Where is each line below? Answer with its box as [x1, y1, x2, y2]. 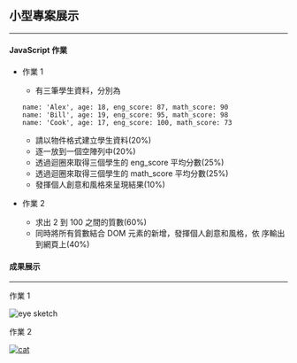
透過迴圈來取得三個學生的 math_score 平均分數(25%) [34, 168, 229, 179]
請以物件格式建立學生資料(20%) [34, 135, 152, 146]
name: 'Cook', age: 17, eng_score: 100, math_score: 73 [21, 119, 232, 127]
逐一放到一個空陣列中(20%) [34, 146, 136, 157]
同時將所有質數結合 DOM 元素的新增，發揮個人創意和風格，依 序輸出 [34, 228, 286, 239]
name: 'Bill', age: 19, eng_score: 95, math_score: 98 [21, 111, 229, 120]
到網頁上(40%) [34, 239, 90, 250]
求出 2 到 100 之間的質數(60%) [34, 217, 148, 228]
